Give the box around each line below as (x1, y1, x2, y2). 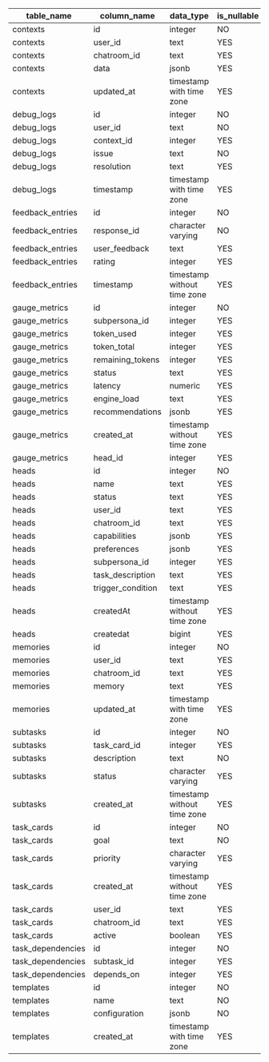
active (93, 930, 117, 940)
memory (93, 681, 126, 691)
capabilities (93, 530, 137, 541)
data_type (169, 10, 210, 21)
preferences (93, 544, 140, 554)
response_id (93, 225, 140, 235)
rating (93, 256, 116, 267)
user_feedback (93, 243, 150, 254)
